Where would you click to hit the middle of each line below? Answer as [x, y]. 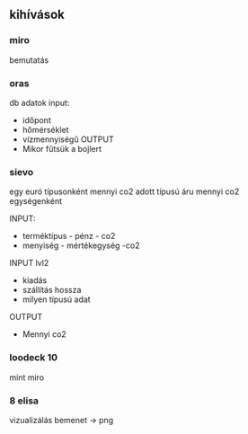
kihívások [37, 15]
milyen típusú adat [57, 299]
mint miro [27, 377]
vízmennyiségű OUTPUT [68, 139]
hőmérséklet [45, 129]
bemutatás [29, 60]
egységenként [36, 201]
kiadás [35, 280]
